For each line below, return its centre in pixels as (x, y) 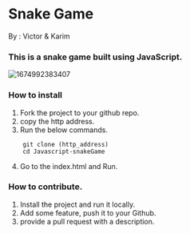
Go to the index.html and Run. (69, 166)
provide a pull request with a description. (87, 221)
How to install (35, 95)
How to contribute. (46, 187)
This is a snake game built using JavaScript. (95, 57)
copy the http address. (57, 121)
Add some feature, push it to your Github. (88, 212)
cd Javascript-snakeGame (64, 151)
